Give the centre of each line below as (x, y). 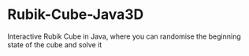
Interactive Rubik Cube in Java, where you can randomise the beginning (124, 36)
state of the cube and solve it (55, 44)
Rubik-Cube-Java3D (76, 15)
